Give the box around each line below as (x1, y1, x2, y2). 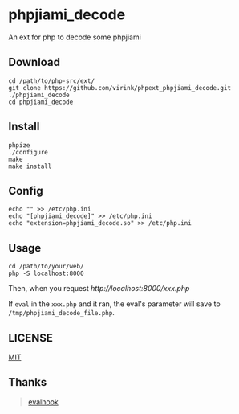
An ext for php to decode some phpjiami (8, 32, 142, 42)
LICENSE (8, 331, 54, 345)
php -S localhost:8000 (8, 269, 84, 278)
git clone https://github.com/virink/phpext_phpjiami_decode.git (8, 84, 231, 92)
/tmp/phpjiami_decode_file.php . (8, 308, 115, 318)
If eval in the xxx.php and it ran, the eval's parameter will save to (8, 299, 221, 309)
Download (8, 55, 60, 69)
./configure (8, 148, 48, 156)
